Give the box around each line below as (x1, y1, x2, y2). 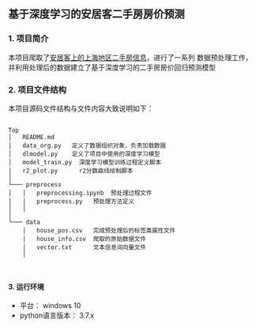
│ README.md (8, 133, 55, 141)
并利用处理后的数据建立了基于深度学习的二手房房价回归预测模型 (8, 62, 216, 72)
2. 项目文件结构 (8, 84, 67, 95)
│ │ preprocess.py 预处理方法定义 (8, 197, 135, 205)
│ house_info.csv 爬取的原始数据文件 (22, 235, 146, 243)
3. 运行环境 (8, 281, 45, 291)
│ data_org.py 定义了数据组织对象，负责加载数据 (8, 141, 167, 149)
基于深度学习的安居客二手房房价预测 (8, 7, 185, 21)
